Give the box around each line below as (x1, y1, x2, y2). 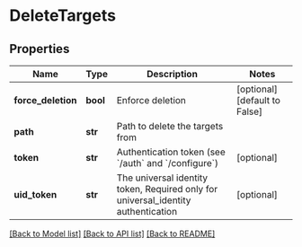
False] (236, 105, 263, 118)
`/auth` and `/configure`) (116, 157, 218, 169)
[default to (236, 94, 281, 106)
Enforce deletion (116, 94, 187, 106)
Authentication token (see (116, 146, 226, 158)
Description (147, 68, 198, 80)
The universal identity (116, 172, 209, 184)
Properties (9, 41, 70, 57)
